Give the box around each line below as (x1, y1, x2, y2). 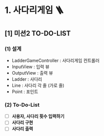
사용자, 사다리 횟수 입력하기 (11, 113, 65, 120)
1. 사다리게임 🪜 (4, 4, 64, 16)
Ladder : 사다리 (11, 76, 43, 82)
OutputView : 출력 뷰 (11, 70, 53, 76)
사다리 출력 (11, 126, 33, 132)
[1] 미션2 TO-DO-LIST (4, 29, 71, 37)
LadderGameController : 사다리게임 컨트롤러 (11, 57, 100, 63)
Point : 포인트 (11, 88, 38, 95)
